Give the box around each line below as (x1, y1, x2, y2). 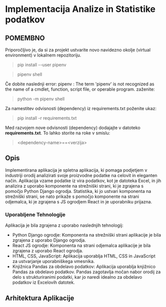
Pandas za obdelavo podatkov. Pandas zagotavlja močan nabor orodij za (12, 269, 161, 275)
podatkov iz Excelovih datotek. (12, 279, 75, 286)
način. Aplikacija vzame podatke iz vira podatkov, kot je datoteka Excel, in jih (5, 178, 162, 184)
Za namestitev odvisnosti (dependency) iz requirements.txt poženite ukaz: (5, 106, 157, 111)
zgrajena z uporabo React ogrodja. (12, 248, 83, 254)
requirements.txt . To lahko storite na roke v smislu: (5, 130, 111, 136)
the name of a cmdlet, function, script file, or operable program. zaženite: (5, 86, 155, 92)
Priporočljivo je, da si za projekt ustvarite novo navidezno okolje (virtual (5, 47, 151, 53)
